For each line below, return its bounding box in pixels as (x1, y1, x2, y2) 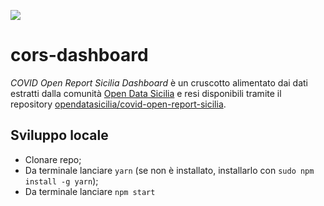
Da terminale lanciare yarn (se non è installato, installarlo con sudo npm (24, 164, 315, 176)
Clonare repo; (24, 153, 82, 165)
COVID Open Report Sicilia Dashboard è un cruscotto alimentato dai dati (10, 76, 308, 89)
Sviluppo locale (10, 127, 109, 144)
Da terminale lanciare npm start (24, 185, 156, 197)
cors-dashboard (10, 44, 149, 67)
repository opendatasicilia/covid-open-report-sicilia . (10, 98, 227, 110)
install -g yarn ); (24, 175, 99, 187)
